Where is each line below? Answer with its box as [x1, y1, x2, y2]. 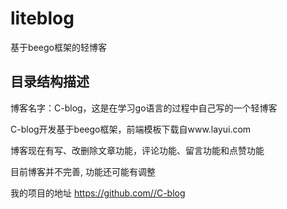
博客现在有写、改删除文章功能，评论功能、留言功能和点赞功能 [10, 144, 265, 156]
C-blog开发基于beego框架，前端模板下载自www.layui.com [10, 123, 252, 135]
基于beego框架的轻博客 [10, 41, 107, 53]
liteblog [10, 7, 75, 30]
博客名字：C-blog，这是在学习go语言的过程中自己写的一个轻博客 [10, 102, 278, 114]
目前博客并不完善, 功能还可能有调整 [10, 165, 156, 177]
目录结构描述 [10, 73, 90, 91]
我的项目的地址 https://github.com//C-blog [10, 187, 186, 199]
